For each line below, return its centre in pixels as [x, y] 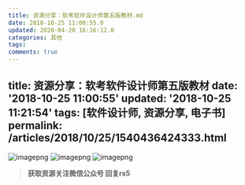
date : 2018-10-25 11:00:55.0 [56, 23]
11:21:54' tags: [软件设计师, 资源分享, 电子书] [117, 113]
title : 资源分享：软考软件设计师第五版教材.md [76, 15]
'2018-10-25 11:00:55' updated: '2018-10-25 [120, 99]
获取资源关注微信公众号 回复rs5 [79, 173]
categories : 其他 [35, 37]
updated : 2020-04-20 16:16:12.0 [61, 30]
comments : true [33, 52]
